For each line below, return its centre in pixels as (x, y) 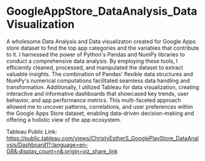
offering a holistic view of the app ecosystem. (64, 120)
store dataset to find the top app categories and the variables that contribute (103, 48)
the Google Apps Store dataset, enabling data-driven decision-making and (100, 113)
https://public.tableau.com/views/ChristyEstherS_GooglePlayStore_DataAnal (102, 138)
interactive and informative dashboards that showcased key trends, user (98, 93)
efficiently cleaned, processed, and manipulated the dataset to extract (95, 67)
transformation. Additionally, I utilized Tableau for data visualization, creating (103, 87)
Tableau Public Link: (32, 132)
